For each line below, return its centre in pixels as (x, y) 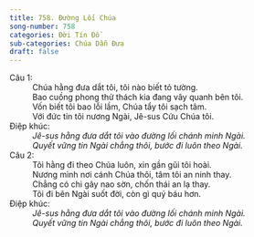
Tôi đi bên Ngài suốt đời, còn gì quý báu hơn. (117, 194)
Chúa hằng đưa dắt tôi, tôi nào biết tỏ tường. (115, 88)
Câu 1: (21, 77)
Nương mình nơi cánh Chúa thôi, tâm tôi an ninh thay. (132, 175)
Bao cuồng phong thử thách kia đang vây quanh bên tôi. (138, 98)
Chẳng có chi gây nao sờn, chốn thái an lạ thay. (122, 184)
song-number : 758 (42, 26)
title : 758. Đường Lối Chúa (63, 18)
